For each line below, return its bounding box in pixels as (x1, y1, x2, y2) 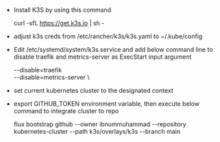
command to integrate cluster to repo (13, 107, 119, 115)
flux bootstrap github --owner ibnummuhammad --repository (13, 120, 186, 128)
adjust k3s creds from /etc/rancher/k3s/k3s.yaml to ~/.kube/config (13, 32, 203, 40)
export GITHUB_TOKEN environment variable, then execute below (13, 100, 200, 108)
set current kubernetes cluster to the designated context (13, 87, 173, 94)
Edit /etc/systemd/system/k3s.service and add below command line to (13, 46, 214, 53)
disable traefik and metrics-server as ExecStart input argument (13, 53, 192, 61)
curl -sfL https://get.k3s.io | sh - (13, 19, 105, 27)
